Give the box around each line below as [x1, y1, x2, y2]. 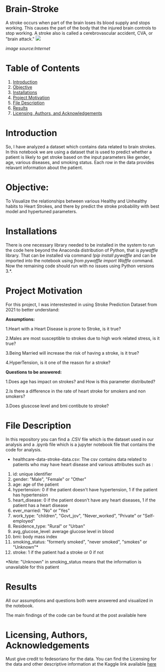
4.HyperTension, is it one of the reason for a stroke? [5, 360, 111, 365]
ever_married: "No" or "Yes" [12, 507, 70, 513]
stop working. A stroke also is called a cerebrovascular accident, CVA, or [5, 30, 153, 36]
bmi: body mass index [12, 533, 57, 539]
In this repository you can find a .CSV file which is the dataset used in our [5, 436, 154, 442]
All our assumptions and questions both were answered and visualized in [5, 597, 153, 603]
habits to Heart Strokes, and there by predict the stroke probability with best [5, 203, 160, 209]
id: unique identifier [12, 471, 52, 477]
